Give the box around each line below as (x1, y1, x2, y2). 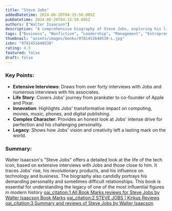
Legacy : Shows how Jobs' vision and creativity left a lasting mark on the (12, 127, 166, 133)
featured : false (5, 50, 40, 55)
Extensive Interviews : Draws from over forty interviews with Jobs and (12, 83, 162, 89)
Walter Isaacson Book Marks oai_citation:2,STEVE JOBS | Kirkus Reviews (5, 195, 160, 201)
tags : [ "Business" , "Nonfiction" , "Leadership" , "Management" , (5, 31, 143, 36)
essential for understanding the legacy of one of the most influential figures (5, 183, 165, 190)
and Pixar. (12, 100, 34, 106)
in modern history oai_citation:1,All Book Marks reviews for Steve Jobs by (5, 189, 160, 195)
